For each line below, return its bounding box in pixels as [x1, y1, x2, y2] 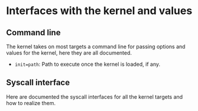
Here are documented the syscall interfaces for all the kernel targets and [6, 93, 183, 100]
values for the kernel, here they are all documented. [6, 49, 132, 56]
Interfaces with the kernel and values [6, 4, 193, 18]
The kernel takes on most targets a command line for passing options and [6, 43, 186, 50]
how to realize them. [6, 99, 56, 106]
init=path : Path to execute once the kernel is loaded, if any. [14, 60, 161, 68]
